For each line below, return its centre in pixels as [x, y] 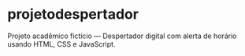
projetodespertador [73, 14]
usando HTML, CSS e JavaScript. [61, 44]
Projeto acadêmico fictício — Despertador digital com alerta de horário [122, 36]
